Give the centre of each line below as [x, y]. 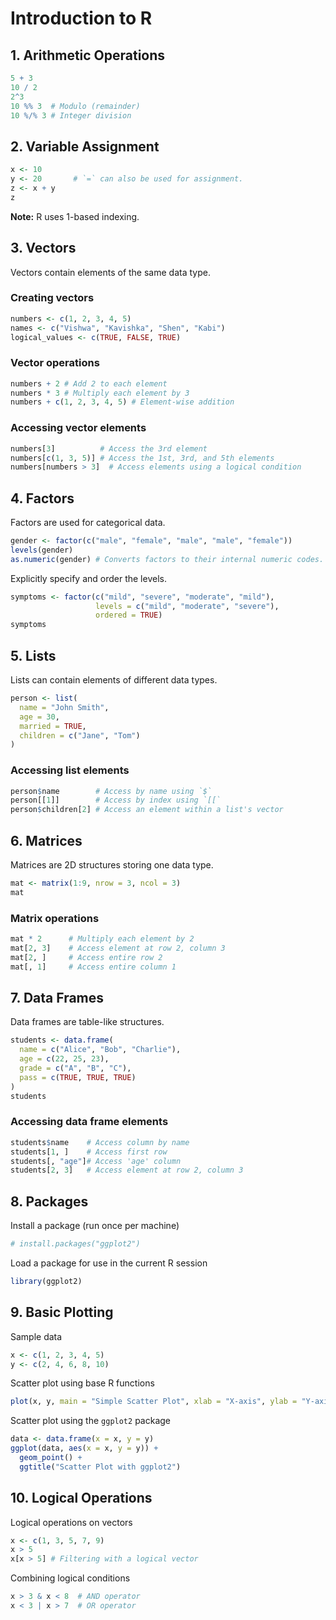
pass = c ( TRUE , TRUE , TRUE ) [78, 1077]
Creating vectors [52, 298]
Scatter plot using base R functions [82, 1383]
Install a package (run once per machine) [95, 1226]
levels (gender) [42, 550]
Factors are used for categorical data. [88, 523]
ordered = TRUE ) [129, 615]
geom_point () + [51, 1458]
